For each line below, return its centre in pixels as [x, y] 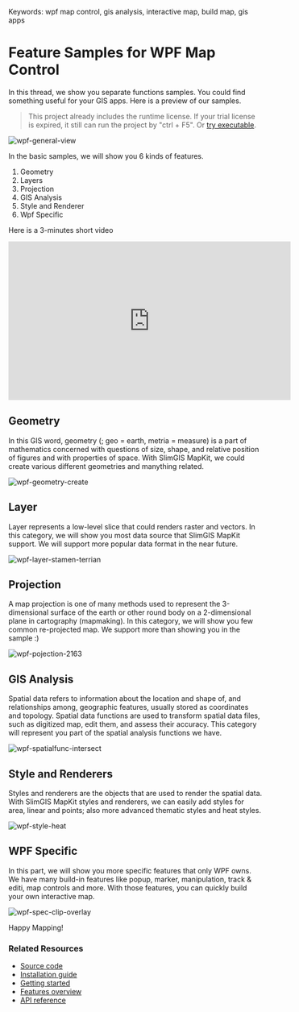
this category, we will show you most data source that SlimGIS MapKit [124, 535]
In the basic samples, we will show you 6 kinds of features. [106, 156]
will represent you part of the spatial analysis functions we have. [115, 733]
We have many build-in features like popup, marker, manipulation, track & [130, 879]
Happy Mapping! [36, 927]
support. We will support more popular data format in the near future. [123, 544]
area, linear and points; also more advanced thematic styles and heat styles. [135, 810]
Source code [41, 966]
